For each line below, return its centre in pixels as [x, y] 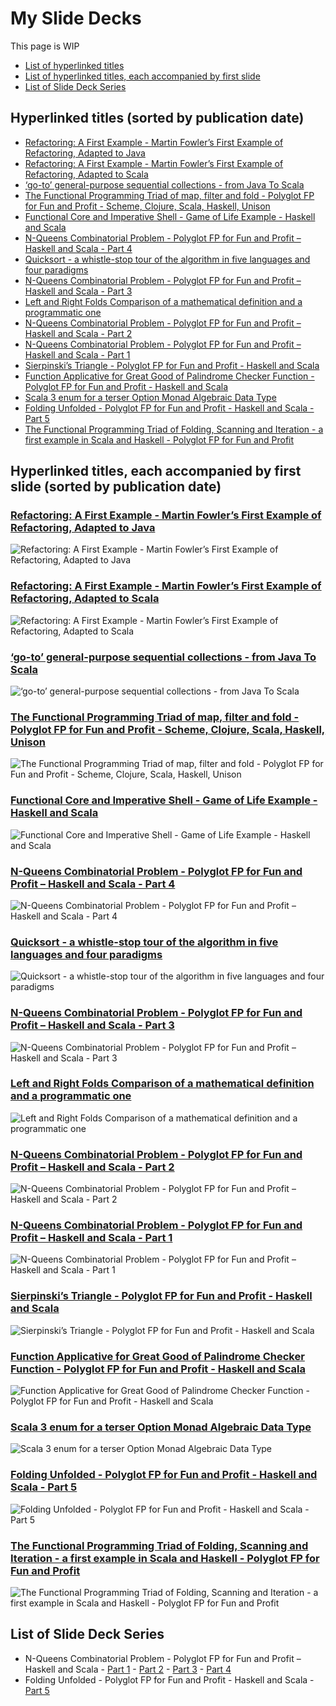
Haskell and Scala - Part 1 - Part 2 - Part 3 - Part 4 [128, 1669]
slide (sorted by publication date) [116, 487]
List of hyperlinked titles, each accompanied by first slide [142, 76]
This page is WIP [45, 46]
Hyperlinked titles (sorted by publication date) [157, 118]
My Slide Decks [76, 18]
